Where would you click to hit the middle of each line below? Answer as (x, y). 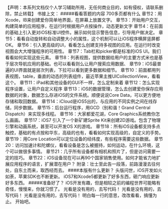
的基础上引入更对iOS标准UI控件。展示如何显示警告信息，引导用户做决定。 (81, 32)
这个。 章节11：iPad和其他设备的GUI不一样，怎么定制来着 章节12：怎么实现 (82, 82)
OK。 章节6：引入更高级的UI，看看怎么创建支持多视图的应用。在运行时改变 (83, 45)
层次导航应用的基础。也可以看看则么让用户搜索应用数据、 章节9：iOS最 (83, 64)
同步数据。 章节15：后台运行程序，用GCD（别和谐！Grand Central (82, 108)
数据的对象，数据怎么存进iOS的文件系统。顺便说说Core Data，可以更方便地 (83, 95)
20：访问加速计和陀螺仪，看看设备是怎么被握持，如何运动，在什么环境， (80, 145)
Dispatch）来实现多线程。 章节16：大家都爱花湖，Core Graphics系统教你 (80, 114)
